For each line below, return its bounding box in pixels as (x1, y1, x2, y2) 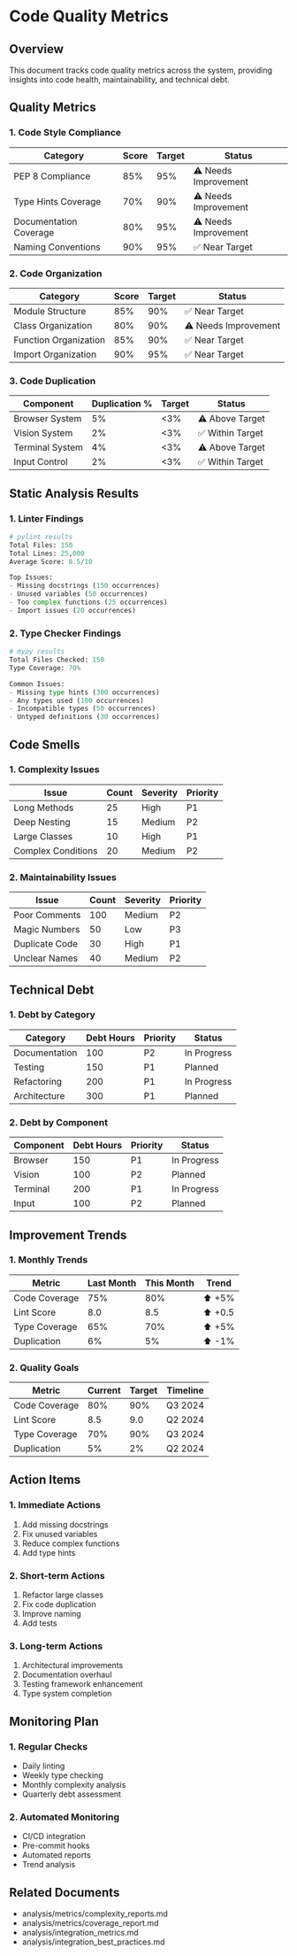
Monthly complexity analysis (21, 1780, 126, 1790)
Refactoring (13, 1075, 63, 1087)
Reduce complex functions (21, 1538, 120, 1549)
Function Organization (13, 334, 106, 346)
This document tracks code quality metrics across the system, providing (9, 65, 272, 75)
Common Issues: (9, 679, 65, 688)
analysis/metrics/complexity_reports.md (21, 1908, 168, 1919)
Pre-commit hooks (21, 1840, 90, 1852)
